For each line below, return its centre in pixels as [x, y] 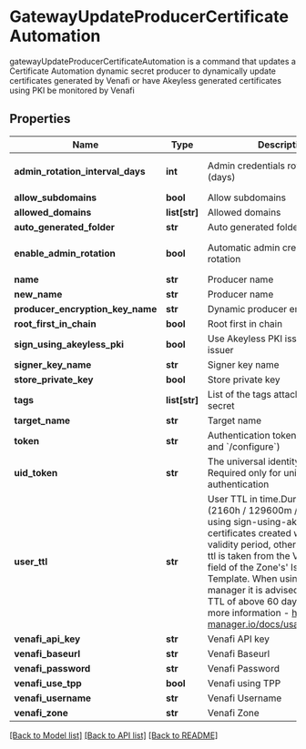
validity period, [240, 544]
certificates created [250, 532]
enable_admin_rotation [65, 253]
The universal [237, 461]
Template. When [243, 578]
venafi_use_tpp [48, 683]
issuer [221, 349]
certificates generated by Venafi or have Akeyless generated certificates [146, 80]
